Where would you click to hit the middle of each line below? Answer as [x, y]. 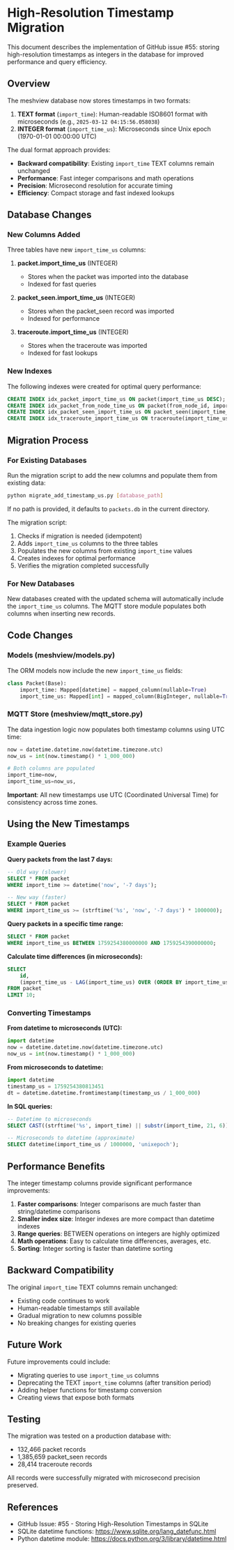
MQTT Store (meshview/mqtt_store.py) [75, 714]
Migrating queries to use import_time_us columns [88, 1375]
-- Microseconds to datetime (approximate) [71, 1138]
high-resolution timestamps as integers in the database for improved [106, 54]
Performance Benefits [56, 1166]
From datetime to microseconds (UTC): [65, 1028]
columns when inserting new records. [61, 614]
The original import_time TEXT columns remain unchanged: [93, 1287]
